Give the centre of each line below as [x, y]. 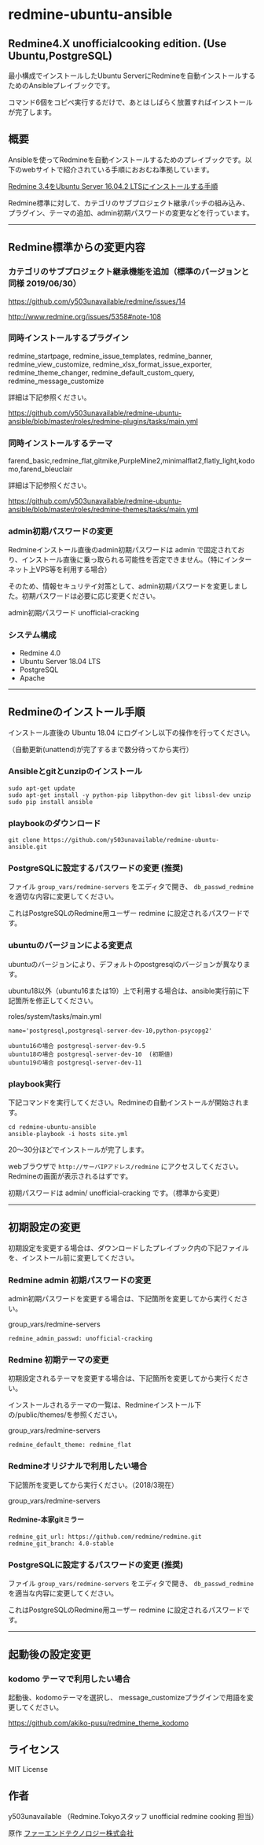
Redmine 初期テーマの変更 [59, 1360]
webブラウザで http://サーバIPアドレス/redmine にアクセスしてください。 [126, 1166]
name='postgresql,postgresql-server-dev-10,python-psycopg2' [110, 1031]
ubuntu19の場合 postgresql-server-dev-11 [75, 1063]
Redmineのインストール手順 [77, 712]
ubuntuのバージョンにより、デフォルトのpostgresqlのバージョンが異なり [126, 964]
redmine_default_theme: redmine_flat [70, 1445]
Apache [32, 677]
